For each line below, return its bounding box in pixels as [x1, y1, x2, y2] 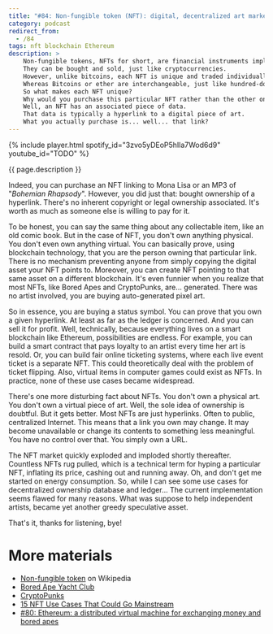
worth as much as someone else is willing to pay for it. [8, 206, 190, 215]
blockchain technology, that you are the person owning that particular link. [8, 247, 258, 257]
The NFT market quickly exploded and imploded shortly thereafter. [8, 450, 232, 460]
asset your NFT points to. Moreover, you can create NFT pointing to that [8, 265, 249, 275]
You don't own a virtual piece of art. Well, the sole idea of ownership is [8, 400, 245, 410]
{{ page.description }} [8, 164, 82, 174]
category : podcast [8, 20, 71, 28]
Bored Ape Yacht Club [19, 582, 95, 592]
